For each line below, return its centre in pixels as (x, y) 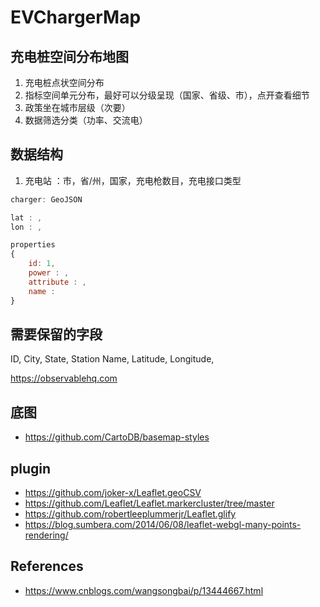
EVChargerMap (76, 17)
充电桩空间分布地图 (69, 56)
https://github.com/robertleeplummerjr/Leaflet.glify (130, 514)
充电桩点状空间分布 (64, 82)
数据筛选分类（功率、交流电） (86, 120)
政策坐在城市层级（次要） (77, 107)
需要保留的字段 (56, 334)
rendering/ (46, 535)
